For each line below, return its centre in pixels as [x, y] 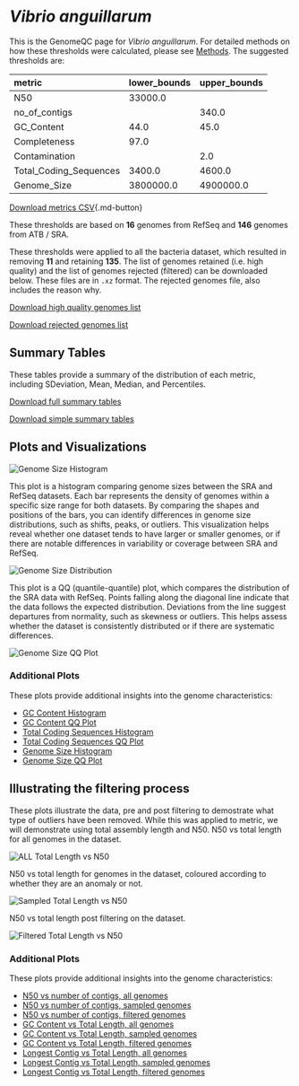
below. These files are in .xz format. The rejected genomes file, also [135, 280]
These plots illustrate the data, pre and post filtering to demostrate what [142, 810]
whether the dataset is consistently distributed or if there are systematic [142, 626]
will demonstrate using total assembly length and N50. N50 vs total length [145, 829]
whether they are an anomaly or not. [76, 883]
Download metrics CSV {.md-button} [76, 207]
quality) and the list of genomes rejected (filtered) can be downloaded [139, 270]
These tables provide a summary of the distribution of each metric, [133, 374]
